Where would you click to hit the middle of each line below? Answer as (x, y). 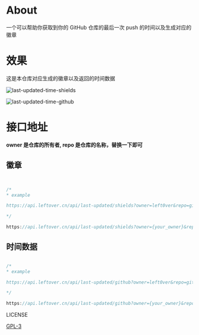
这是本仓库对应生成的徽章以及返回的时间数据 (61, 78)
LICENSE (17, 315)
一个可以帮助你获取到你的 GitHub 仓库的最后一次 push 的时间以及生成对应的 (99, 27)
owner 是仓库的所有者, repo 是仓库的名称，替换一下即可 (75, 145)
